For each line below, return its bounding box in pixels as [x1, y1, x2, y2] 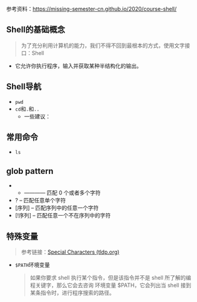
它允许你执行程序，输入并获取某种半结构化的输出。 [14, 62, 142, 69]
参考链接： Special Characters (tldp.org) [20, 248, 120, 255]
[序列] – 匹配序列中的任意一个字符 [14, 204, 99, 211]
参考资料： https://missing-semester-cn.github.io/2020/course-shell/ [6, 5, 177, 12]
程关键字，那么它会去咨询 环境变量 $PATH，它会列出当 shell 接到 [30, 281, 192, 289]
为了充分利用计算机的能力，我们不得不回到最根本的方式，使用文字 [20, 42, 185, 49]
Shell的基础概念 [6, 25, 65, 35]
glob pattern [6, 165, 54, 176]
